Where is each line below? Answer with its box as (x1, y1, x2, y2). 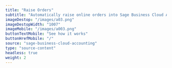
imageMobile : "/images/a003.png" (5, 27, 77, 32)
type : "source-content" (5, 46, 56, 51)
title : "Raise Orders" (5, 7, 54, 13)
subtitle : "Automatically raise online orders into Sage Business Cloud (5, 12, 164, 17)
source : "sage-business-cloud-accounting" (5, 41, 97, 46)
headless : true (5, 50, 38, 55)
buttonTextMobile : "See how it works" (5, 31, 88, 36)
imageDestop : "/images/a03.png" (5, 17, 74, 22)
